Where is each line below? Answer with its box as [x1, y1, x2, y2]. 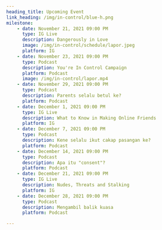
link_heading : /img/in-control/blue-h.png [6, 14, 114, 20]
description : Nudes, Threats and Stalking [22, 182, 130, 188]
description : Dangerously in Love [22, 37, 109, 43]
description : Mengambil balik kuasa [22, 204, 114, 210]
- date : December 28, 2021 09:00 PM [17, 193, 109, 199]
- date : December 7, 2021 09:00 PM [17, 126, 106, 132]
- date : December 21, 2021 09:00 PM [17, 171, 109, 177]
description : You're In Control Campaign [22, 64, 127, 71]
